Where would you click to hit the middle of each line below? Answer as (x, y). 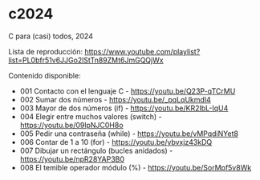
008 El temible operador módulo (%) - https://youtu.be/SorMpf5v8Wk (136, 167)
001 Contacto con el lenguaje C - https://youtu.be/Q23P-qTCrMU (128, 91)
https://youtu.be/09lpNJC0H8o (71, 125)
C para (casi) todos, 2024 (51, 36)
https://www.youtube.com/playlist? (142, 51)
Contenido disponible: (45, 75)
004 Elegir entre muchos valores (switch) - (91, 116)
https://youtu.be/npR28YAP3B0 (72, 159)
